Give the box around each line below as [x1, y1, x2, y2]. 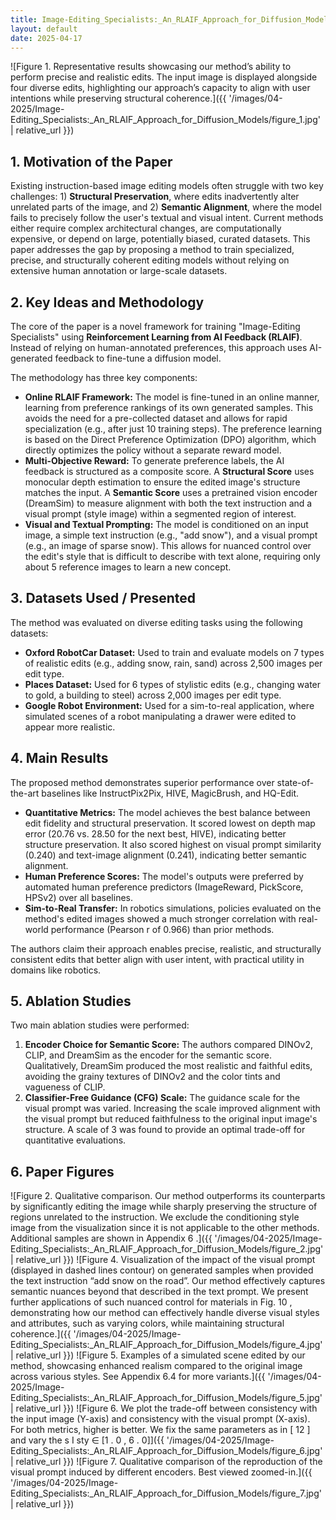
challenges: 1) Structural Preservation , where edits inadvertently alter [10, 191, 300, 203]
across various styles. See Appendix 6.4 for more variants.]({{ [10, 1371, 266, 1383]
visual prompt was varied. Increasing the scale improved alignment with [24, 1102, 321, 1115]
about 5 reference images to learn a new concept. [24, 561, 232, 573]
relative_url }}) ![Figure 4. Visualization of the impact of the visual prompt [15, 1254, 316, 1266]
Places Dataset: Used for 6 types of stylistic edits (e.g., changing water [24, 678, 322, 690]
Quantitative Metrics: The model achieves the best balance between [24, 806, 311, 818]
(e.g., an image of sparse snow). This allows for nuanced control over [24, 540, 312, 551]
